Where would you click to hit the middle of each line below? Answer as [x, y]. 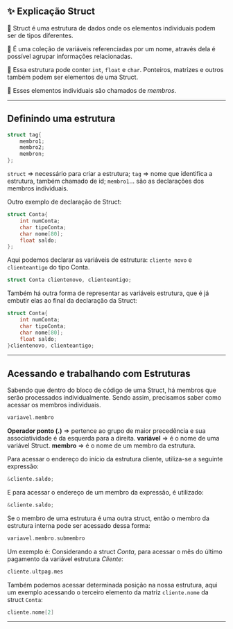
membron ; [32, 154]
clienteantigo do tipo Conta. [49, 267]
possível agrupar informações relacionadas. [70, 56]
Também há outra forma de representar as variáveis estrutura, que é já [108, 293]
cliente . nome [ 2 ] [31, 612]
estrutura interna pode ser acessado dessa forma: [79, 525]
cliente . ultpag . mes [35, 572]
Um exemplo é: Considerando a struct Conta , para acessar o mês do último [115, 551]
